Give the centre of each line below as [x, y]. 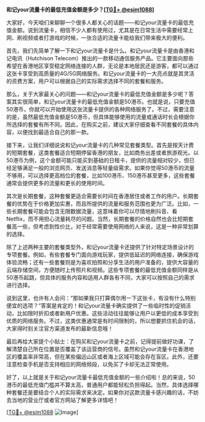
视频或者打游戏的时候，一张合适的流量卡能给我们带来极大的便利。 [105, 38]
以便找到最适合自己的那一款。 [54, 132]
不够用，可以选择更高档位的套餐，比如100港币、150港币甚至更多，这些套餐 [101, 175]
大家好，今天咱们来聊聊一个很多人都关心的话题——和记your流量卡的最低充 [100, 23]
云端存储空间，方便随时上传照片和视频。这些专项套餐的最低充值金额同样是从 [103, 270]
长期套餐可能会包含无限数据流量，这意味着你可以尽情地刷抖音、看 [94, 211]
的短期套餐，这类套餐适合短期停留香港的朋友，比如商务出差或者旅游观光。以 [103, 153]
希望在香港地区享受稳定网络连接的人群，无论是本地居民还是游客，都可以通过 [103, 66]
